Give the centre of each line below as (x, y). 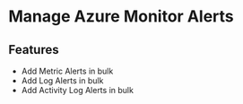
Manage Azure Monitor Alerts (121, 17)
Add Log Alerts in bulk (62, 81)
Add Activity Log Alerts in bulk (77, 90)
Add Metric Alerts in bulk (67, 71)
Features (34, 50)
